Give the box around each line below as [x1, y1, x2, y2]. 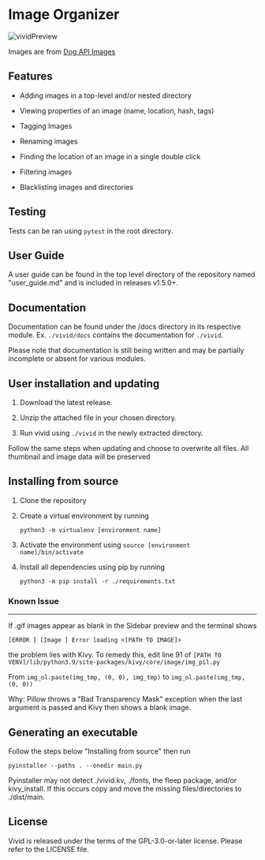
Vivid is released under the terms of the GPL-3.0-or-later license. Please [8, 836, 243, 845]
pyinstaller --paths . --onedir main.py [8, 761, 144, 769]
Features [8, 69, 53, 84]
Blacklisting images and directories [19, 182, 134, 192]
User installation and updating [8, 377, 160, 390]
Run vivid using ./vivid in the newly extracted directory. [19, 428, 203, 437]
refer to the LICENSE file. [8, 844, 89, 854]
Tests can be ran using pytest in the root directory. [8, 226, 174, 236]
